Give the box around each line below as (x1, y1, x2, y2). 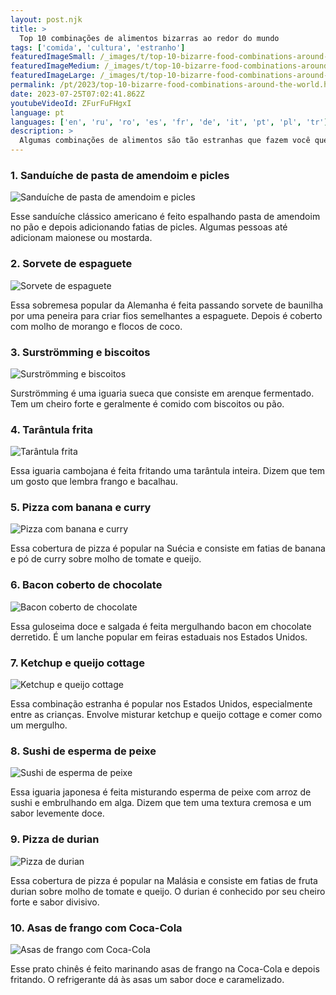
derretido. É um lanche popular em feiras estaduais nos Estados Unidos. (10, 631, 308, 643)
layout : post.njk (10, 14, 83, 25)
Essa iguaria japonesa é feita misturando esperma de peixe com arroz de (10, 786, 312, 798)
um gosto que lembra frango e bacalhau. (10, 476, 179, 488)
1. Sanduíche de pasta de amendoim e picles (10, 168, 230, 182)
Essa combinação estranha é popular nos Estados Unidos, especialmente (10, 698, 313, 710)
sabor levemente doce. (10, 807, 105, 820)
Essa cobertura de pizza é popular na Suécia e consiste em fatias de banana (10, 542, 326, 555)
